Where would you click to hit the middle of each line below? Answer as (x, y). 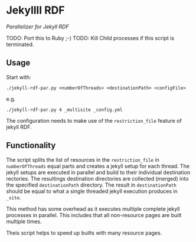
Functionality (31, 145)
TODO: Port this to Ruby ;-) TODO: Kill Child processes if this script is (90, 38)
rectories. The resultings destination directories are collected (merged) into (97, 178)
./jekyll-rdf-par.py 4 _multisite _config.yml (64, 110)
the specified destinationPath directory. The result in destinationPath (92, 185)
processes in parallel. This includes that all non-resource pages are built (94, 215)
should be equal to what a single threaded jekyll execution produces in (92, 191)
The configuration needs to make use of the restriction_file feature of (94, 120)
